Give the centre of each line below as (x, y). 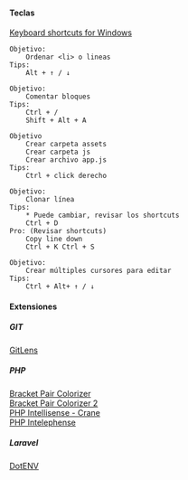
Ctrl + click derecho (66, 176)
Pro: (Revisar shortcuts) (58, 231)
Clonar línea (50, 200)
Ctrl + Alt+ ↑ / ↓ (60, 287)
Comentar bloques (58, 97)
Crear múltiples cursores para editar (99, 271)
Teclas (22, 13)
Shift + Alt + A (56, 121)
